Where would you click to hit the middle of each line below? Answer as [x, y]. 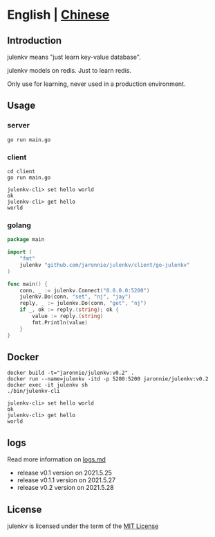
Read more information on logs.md [56, 459]
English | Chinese [58, 15]
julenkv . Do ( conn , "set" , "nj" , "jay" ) [75, 297]
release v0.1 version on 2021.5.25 [65, 473]
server [18, 125]
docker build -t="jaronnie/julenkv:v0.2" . [71, 373]
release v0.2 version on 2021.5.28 [65, 488]
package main [26, 240]
